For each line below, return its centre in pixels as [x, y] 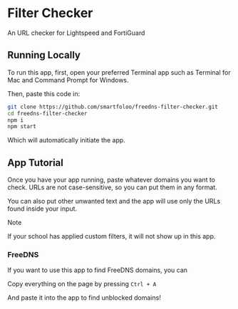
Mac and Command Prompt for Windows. [68, 80]
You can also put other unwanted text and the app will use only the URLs [114, 201]
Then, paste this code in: [44, 93]
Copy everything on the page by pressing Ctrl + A [82, 284]
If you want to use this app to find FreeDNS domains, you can [97, 270]
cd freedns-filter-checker [47, 113]
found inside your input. [42, 209]
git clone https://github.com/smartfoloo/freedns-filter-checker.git [113, 107]
